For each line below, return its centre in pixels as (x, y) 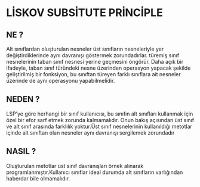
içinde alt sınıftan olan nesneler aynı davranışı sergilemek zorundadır (90, 133)
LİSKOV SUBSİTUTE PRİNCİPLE (84, 13)
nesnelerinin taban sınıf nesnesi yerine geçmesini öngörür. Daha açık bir (95, 62)
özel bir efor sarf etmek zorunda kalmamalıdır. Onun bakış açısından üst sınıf (100, 120)
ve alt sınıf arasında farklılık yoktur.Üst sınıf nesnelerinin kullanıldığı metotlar (99, 126)
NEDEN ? (23, 99)
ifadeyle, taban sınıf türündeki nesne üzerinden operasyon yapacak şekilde (99, 68)
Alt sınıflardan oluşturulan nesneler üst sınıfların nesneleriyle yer (85, 49)
